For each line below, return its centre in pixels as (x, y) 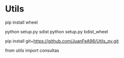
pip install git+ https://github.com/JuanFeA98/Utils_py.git (62, 41)
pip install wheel (22, 22)
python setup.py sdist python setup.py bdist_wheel (57, 31)
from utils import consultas (32, 50)
